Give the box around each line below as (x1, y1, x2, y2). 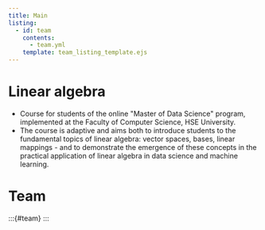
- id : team (15, 26, 52, 34)
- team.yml (29, 41, 66, 49)
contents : (22, 33, 56, 42)
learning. (19, 159, 49, 169)
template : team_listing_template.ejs (22, 48, 148, 56)
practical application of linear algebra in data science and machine (19, 151, 239, 160)
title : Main (8, 11, 48, 20)
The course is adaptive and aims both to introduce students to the (19, 125, 236, 135)
